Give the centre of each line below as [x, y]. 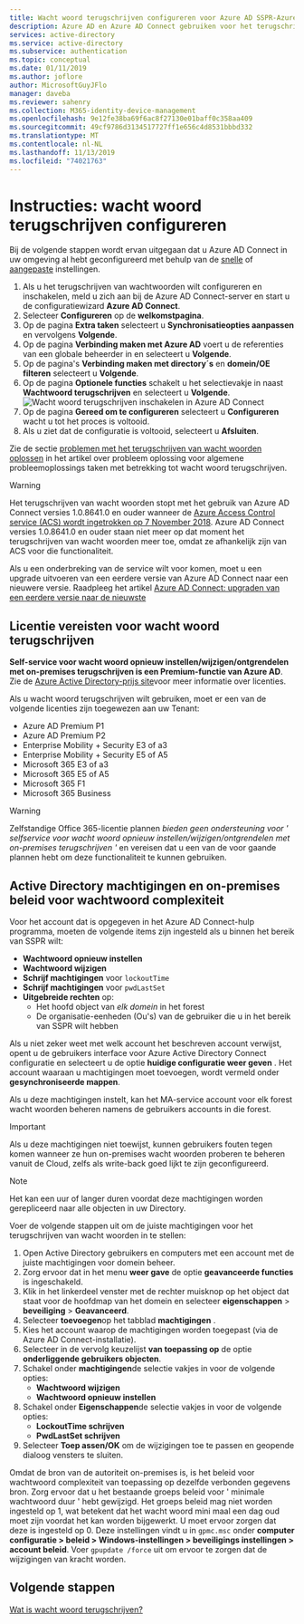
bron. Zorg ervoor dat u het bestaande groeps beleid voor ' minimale [137, 1492]
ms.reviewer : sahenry [50, 102]
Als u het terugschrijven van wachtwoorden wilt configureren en [142, 287]
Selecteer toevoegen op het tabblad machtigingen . [119, 1321]
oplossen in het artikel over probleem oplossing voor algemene [127, 458]
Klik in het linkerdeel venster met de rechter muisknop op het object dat [156, 1292]
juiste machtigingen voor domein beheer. [99, 1263]
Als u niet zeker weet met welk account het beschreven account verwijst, [146, 1043]
